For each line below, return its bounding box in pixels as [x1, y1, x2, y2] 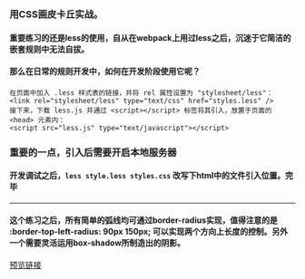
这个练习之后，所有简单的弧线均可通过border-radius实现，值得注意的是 [9, 215, 279, 226]
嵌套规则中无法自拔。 [9, 43, 89, 54]
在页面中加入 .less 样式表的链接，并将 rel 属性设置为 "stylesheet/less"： [9, 88, 274, 97]
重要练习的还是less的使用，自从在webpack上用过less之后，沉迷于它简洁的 [9, 32, 291, 43]
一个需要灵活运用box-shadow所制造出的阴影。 [9, 237, 186, 248]
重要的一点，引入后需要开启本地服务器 [9, 146, 177, 159]
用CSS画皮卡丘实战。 [9, 7, 103, 20]
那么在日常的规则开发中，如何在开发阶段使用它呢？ [9, 66, 201, 77]
